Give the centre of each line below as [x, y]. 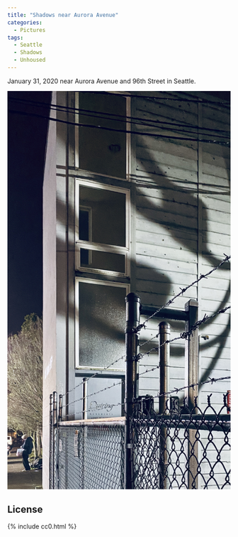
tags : [15, 38]
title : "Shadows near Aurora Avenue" [63, 15]
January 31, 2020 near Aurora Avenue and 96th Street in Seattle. [102, 81]
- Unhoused [30, 60]
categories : [25, 22]
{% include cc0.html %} [42, 526]
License [25, 509]
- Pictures [30, 30]
